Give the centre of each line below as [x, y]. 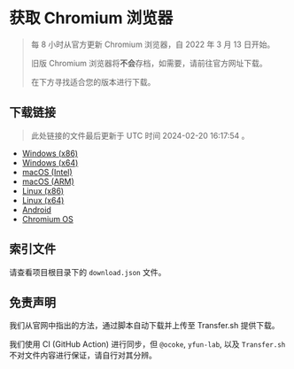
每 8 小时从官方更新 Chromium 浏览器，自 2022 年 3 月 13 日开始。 [153, 44]
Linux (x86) [43, 190]
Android [36, 210]
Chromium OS [47, 219]
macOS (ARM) [48, 181]
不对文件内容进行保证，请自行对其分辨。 [83, 356]
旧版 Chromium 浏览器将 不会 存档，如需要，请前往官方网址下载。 [149, 63]
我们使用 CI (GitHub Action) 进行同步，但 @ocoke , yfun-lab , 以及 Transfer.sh [147, 344]
